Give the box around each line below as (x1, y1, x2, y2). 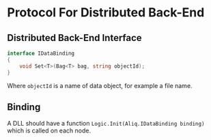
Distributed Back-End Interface (7, 32, 142, 44)
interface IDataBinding (7, 50, 75, 57)
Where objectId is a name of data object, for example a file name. (7, 81, 193, 89)
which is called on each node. (7, 126, 91, 135)
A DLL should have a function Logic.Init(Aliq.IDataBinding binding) (7, 120, 205, 128)
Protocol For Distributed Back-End (7, 5, 205, 20)
